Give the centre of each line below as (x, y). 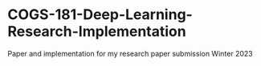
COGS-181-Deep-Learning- (100, 15)
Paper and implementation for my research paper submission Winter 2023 (130, 53)
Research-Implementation (97, 31)
